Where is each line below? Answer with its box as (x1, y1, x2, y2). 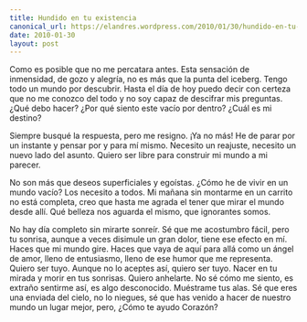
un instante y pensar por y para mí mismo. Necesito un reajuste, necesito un (9, 140, 297, 151)
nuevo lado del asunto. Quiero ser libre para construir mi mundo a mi (9, 150, 268, 161)
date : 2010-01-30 (9, 30, 76, 39)
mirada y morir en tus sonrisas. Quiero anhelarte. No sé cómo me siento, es (9, 273, 294, 284)
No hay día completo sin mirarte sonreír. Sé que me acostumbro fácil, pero (9, 224, 290, 235)
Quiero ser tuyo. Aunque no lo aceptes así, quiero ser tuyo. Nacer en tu (9, 263, 278, 274)
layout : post (9, 38, 59, 48)
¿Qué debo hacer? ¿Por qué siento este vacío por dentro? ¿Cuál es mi (9, 102, 272, 114)
